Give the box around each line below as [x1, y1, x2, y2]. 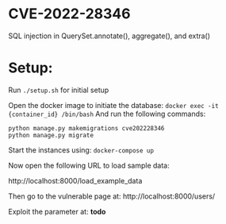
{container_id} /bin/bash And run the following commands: [8, 109, 206, 118]
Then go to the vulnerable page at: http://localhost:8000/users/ [8, 191, 216, 201]
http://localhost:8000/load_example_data [8, 176, 143, 185]
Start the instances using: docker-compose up [8, 145, 155, 155]
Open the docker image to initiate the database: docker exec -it [8, 100, 220, 110]
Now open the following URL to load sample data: [8, 160, 170, 170]
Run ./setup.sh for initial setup [8, 85, 109, 95]
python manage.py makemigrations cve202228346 [8, 124, 165, 132]
